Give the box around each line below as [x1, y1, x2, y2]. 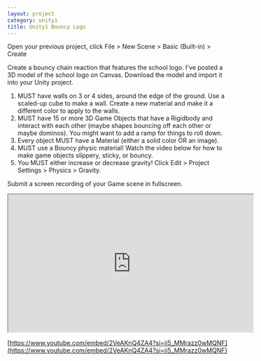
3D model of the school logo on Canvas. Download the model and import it [7, 71, 223, 79]
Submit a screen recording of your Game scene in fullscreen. [7, 180, 183, 188]
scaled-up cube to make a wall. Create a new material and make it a [17, 99, 213, 108]
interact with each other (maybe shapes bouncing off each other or [17, 122, 212, 130]
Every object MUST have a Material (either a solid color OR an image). [17, 136, 219, 145]
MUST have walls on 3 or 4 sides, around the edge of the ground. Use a [17, 92, 225, 100]
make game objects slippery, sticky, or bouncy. [17, 151, 154, 160]
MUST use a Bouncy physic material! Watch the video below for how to [17, 144, 223, 153]
